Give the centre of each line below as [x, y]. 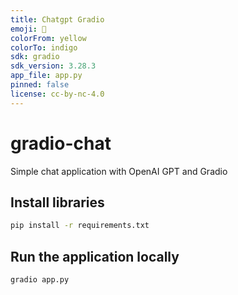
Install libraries [57, 202]
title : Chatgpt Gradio [57, 19]
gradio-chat [61, 143]
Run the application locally [95, 256]
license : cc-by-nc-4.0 [57, 94]
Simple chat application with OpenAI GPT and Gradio [119, 171]
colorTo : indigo [44, 47]
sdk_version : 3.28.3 [53, 66]
